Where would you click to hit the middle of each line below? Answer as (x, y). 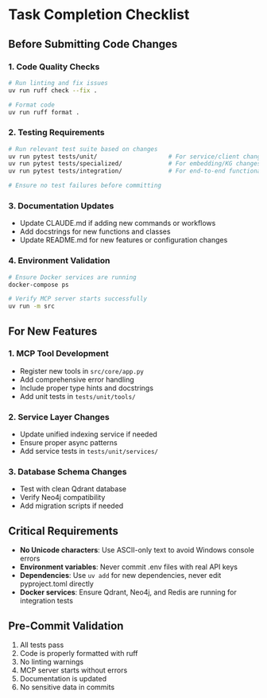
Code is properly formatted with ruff (79, 653)
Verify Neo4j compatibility (62, 498)
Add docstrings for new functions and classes (95, 231)
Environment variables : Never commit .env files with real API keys (129, 567)
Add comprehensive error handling (77, 379)
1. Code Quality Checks (54, 67)
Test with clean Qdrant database (73, 489)
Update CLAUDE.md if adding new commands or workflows (118, 223)
